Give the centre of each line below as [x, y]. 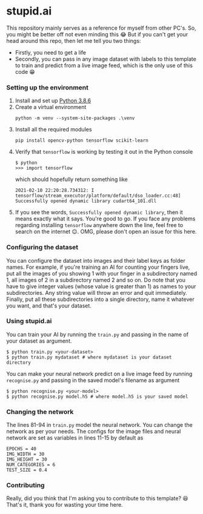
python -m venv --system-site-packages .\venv [75, 118]
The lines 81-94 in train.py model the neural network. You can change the [99, 425]
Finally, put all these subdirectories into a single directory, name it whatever [101, 299]
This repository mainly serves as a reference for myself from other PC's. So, [101, 28]
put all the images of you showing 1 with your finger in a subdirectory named [102, 273]
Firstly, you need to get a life [51, 52]
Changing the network [40, 412]
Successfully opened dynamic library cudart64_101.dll [86, 201]
